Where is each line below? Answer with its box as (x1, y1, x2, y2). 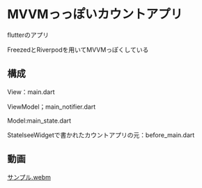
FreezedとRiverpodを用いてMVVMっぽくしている (7, 45, 149, 54)
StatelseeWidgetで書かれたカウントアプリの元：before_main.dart (7, 130, 195, 139)
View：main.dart (7, 88, 55, 96)
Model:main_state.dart (7, 116, 72, 125)
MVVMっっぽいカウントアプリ (7, 6, 183, 22)
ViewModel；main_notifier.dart (7, 102, 96, 111)
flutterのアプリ (7, 31, 49, 39)
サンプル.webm (7, 173, 51, 181)
